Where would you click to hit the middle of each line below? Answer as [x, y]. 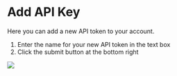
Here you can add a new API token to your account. [81, 31]
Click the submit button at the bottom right [78, 52]
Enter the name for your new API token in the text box [94, 44]
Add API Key [44, 12]
